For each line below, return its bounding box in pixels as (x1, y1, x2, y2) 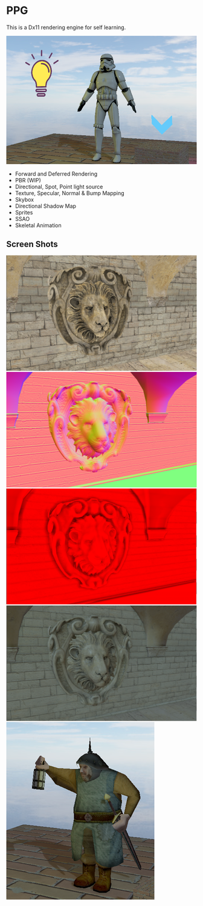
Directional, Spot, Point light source (14, 183, 103, 190)
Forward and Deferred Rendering (14, 170, 98, 177)
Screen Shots (6, 239, 59, 250)
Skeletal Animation (14, 222, 62, 229)
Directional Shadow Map (14, 202, 77, 210)
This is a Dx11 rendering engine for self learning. (6, 24, 126, 31)
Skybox (14, 196, 34, 203)
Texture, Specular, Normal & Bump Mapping (14, 189, 125, 197)
